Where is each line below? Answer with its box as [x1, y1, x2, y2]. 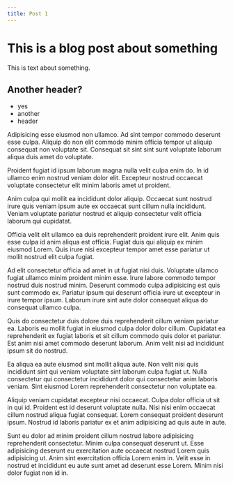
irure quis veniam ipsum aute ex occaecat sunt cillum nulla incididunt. [7, 202, 207, 210]
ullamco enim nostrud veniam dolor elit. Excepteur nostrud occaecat [7, 174, 203, 182]
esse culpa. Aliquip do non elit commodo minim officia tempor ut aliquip [7, 138, 213, 147]
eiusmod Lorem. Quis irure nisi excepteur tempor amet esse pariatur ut [7, 245, 210, 254]
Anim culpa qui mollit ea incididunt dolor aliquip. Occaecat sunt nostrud [7, 195, 212, 203]
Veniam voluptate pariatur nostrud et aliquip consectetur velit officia [7, 210, 202, 218]
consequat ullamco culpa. [7, 303, 81, 311]
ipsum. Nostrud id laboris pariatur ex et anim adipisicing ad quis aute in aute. [7, 418, 227, 427]
